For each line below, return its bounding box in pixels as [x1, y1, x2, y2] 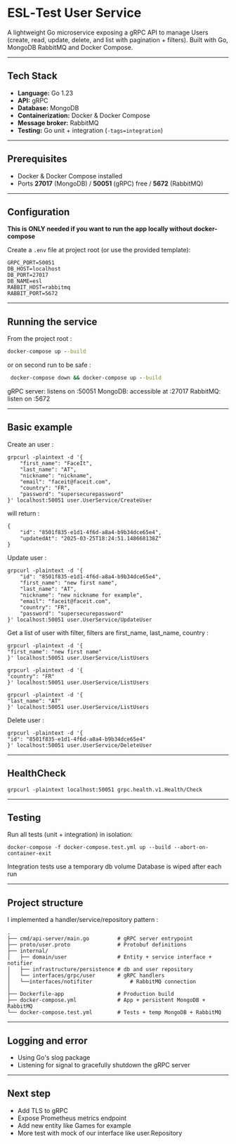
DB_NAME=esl [7, 278, 42, 285]
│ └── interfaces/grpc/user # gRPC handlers [7, 972, 165, 980]
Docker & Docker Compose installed [17, 171, 123, 180]
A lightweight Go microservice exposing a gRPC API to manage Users [7, 28, 209, 37]
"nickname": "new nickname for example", [20, 592, 143, 599]
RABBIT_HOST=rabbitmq [7, 284, 71, 291]
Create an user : [7, 440, 54, 448]
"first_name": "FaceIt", [20, 460, 93, 467]
